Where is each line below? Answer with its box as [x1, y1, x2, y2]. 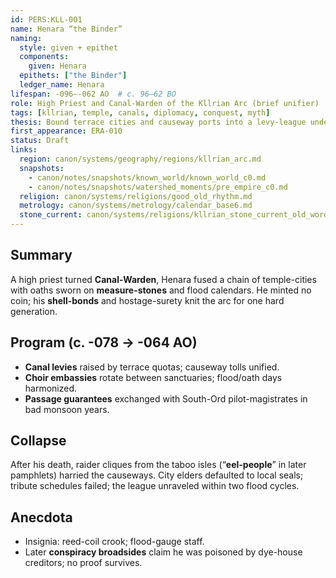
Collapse [10, 432, 67, 450]
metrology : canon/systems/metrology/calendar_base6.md [19, 201, 253, 211]
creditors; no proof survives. [24, 557, 143, 569]
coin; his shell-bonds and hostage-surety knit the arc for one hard [10, 294, 285, 306]
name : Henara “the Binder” [10, 24, 123, 34]
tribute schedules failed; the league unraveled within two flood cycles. [10, 480, 300, 492]
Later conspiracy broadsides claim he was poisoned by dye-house [24, 546, 303, 558]
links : [10, 145, 38, 155]
